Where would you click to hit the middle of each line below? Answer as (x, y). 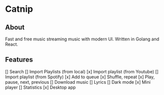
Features (19, 60)
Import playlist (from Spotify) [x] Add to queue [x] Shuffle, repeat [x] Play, (80, 77)
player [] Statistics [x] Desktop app (41, 87)
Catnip (19, 9)
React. (12, 44)
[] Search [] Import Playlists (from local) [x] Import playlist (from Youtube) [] (82, 71)
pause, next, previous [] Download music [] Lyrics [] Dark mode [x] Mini (78, 82)
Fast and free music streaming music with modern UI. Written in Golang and (82, 39)
